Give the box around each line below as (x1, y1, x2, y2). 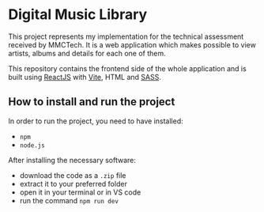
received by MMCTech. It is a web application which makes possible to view (8, 40, 257, 49)
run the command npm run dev (19, 195, 119, 205)
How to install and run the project (8, 95, 175, 108)
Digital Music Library (8, 6, 148, 24)
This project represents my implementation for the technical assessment (8, 32, 244, 41)
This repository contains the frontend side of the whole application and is (8, 63, 247, 73)
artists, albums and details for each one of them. (8, 48, 166, 58)
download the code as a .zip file (19, 170, 126, 180)
